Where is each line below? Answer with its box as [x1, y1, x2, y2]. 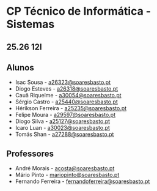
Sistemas [6, 17, 55, 31]
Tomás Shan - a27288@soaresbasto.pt [15, 130, 114, 138]
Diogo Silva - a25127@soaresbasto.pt [15, 118, 111, 125]
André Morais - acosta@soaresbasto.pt [15, 165, 115, 172]
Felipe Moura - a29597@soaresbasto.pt [15, 111, 116, 119]
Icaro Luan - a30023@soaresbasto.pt [15, 124, 110, 132]
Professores [6, 148, 54, 159]
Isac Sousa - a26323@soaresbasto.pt [15, 78, 111, 86]
